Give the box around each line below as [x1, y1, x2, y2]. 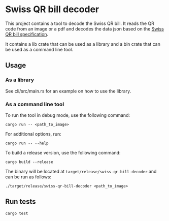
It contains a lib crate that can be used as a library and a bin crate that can [5, 41, 161, 47]
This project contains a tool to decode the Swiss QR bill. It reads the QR [5, 20, 155, 26]
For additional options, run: [5, 131, 62, 137]
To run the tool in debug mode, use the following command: [5, 112, 130, 118]
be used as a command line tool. [5, 46, 74, 52]
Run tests [5, 197, 36, 206]
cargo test [5, 211, 28, 216]
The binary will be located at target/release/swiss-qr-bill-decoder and [5, 168, 157, 174]
